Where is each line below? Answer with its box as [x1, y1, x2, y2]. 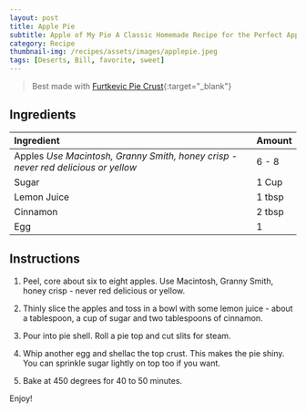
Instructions [9, 252, 80, 267]
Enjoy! [9, 393, 34, 404]
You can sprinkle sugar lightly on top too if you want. [22, 357, 221, 368]
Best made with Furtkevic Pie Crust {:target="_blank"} [31, 81, 232, 91]
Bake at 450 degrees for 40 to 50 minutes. [22, 375, 183, 386]
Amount [256, 134, 292, 147]
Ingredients [9, 107, 76, 123]
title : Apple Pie [9, 22, 76, 31]
